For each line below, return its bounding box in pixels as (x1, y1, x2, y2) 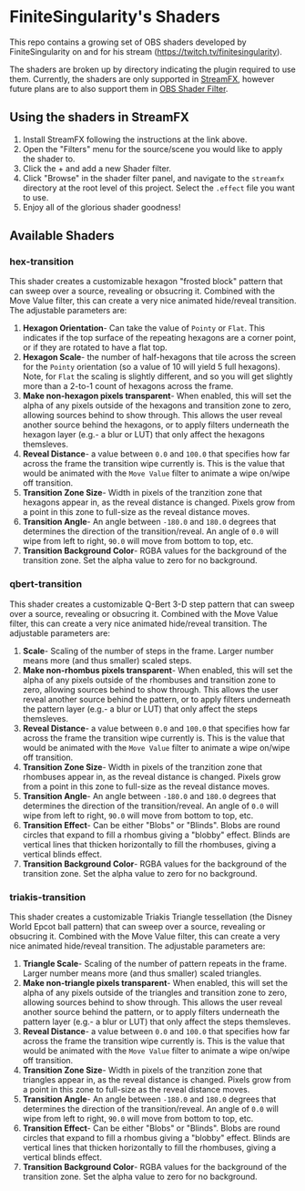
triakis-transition (9, 890, 86, 903)
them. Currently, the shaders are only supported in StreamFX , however (9, 73, 275, 84)
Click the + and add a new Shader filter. (22, 162, 171, 174)
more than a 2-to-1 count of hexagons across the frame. (22, 381, 234, 392)
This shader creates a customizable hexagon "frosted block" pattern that (9, 276, 283, 287)
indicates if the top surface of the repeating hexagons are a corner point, (22, 333, 297, 344)
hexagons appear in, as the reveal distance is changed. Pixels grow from (22, 497, 296, 508)
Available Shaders (9, 228, 115, 243)
